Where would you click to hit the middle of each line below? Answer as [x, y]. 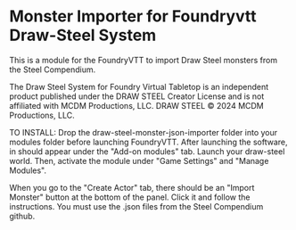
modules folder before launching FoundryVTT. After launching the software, [148, 142]
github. [22, 216]
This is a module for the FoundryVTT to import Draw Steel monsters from [144, 60]
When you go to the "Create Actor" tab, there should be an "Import [132, 187]
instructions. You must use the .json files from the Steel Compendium [136, 206]
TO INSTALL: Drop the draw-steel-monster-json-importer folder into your [144, 132]
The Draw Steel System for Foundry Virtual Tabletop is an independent [139, 86]
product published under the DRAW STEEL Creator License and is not [137, 96]
